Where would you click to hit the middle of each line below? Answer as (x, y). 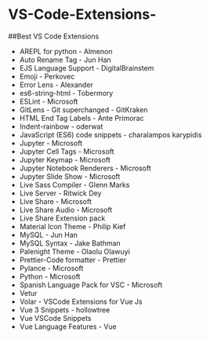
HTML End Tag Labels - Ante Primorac (81, 118)
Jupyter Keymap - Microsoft (65, 159)
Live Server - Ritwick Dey (60, 193)
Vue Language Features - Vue (68, 326)
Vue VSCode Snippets (55, 318)
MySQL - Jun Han (49, 235)
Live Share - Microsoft (55, 201)
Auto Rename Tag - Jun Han (65, 60)
